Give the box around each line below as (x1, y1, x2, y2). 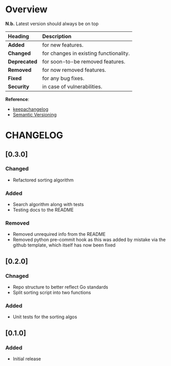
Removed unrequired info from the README (12, 231, 106, 237)
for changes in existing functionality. (42, 50, 130, 57)
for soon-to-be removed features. (42, 58, 126, 65)
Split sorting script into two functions (12, 290, 91, 296)
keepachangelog (12, 106, 49, 112)
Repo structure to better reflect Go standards (12, 284, 108, 290)
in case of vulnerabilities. (42, 83, 103, 90)
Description (42, 32, 72, 39)
